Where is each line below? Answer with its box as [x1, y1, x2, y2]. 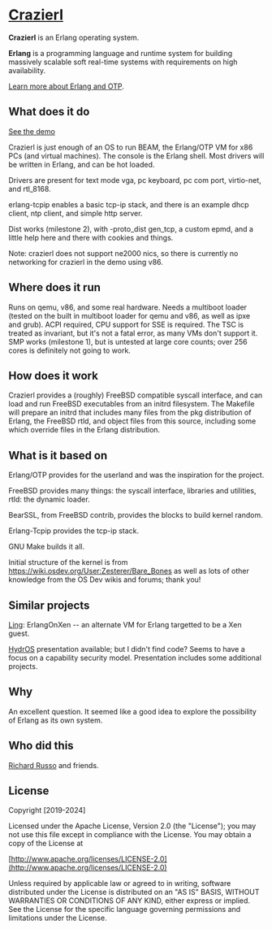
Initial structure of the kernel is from [8, 558, 128, 567]
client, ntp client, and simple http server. [8, 208, 143, 218]
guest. [8, 628, 30, 638]
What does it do [8, 105, 90, 119]
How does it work [8, 368, 99, 383]
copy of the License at [8, 839, 84, 849]
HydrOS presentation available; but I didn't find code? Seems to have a [8, 645, 245, 653]
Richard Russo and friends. [8, 760, 99, 770]
